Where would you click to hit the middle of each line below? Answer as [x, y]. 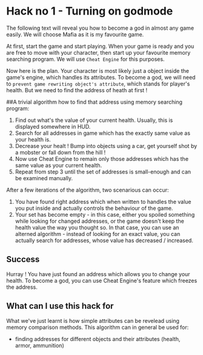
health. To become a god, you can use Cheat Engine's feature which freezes [102, 280]
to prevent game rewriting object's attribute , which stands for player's [98, 84]
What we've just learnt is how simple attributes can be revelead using [93, 320]
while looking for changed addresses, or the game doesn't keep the [100, 221]
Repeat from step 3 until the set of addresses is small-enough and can [103, 172]
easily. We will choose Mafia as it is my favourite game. [75, 34]
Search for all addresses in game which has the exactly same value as [103, 133]
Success [23, 259]
